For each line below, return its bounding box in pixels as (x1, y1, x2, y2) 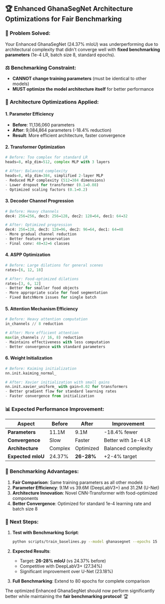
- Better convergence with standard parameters (5, 344, 106, 349)
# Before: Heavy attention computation (5, 317, 88, 322)
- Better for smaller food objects (5, 286, 79, 291)
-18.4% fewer (103, 429, 138, 436)
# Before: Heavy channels (5, 209, 59, 214)
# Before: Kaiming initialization (5, 366, 77, 371)
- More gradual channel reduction (5, 232, 77, 237)
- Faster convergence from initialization (5, 393, 94, 399)
